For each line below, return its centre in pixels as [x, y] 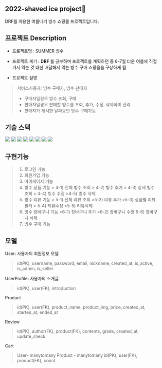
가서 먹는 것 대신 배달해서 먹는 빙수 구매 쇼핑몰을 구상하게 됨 [69, 67]
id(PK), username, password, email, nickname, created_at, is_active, [85, 263]
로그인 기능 [35, 169]
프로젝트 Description [36, 38]
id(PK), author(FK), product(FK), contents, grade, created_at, [78, 331]
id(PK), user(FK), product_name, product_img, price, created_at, [81, 307]
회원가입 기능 [37, 175]
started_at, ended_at [37, 312]
